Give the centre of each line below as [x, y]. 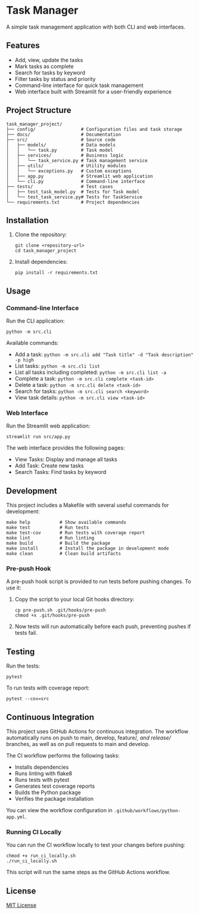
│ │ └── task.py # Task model [60, 150]
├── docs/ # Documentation [63, 135]
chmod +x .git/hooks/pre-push [52, 616]
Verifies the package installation [54, 799]
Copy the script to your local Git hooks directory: [74, 600]
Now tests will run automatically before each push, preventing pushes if [103, 626]
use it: [14, 588]
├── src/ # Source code [61, 140]
